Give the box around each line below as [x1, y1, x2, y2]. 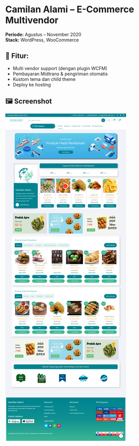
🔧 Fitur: [5, 52, 29, 60]
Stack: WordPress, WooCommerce [5, 37, 79, 43]
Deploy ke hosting [12, 81, 51, 87]
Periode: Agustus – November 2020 [5, 31, 82, 37]
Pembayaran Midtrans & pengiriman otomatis [12, 71, 108, 77]
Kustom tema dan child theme [12, 76, 76, 82]
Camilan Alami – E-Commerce [5, 4, 134, 15]
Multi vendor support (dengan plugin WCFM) [12, 65, 107, 71]
